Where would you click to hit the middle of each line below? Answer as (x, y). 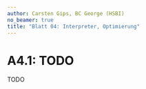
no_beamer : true (30, 20)
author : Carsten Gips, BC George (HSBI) (66, 13)
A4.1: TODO (41, 60)
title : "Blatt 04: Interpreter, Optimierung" (73, 26)
